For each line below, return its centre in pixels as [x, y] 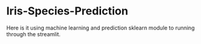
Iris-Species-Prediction [67, 11]
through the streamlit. [34, 34]
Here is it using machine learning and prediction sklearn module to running [100, 28]
